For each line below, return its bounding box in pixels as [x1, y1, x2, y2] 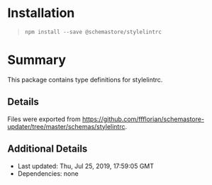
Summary [7, 52, 66, 68]
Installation [7, 5, 75, 21]
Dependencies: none [17, 169, 79, 178]
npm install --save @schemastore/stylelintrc [24, 28, 162, 35]
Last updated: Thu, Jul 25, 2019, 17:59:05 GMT [17, 162, 155, 170]
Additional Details [7, 143, 88, 155]
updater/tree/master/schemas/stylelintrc [7, 122, 125, 130]
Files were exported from [7, 115, 81, 123]
